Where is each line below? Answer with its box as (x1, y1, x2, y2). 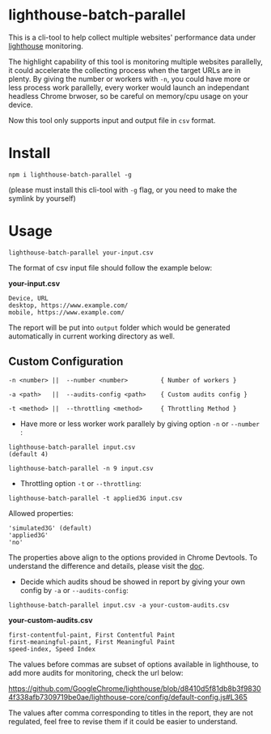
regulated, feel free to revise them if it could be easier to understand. (8, 716, 239, 726)
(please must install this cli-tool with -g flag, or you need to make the (8, 185, 238, 194)
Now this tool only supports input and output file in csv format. (8, 115, 216, 125)
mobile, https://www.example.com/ (8, 308, 125, 317)
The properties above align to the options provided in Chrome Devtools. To (8, 553, 257, 562)
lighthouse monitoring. (8, 41, 83, 50)
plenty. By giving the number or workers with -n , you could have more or (8, 74, 251, 83)
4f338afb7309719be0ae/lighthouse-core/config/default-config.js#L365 (8, 692, 248, 702)
